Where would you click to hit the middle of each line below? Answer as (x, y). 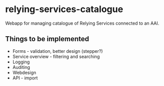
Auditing (21, 67)
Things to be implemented (47, 39)
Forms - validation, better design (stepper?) (58, 51)
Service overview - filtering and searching (56, 56)
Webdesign (24, 72)
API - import (25, 78)
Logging (21, 62)
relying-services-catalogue (64, 9)
